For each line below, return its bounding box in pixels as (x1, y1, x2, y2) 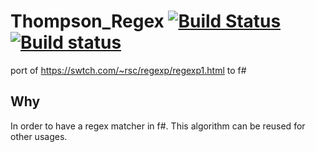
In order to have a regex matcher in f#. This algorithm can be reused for (10, 120, 306, 132)
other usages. (10, 130, 68, 142)
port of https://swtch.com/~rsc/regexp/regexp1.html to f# (10, 64, 247, 76)
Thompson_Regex (10, 10, 165, 33)
